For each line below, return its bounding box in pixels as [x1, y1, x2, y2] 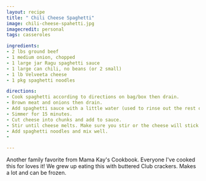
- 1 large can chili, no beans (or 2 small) [6, 66, 122, 72]
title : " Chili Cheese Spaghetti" [6, 15, 95, 21]
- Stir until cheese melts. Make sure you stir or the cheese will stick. [6, 122, 202, 129]
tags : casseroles [6, 32, 51, 38]
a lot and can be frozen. [6, 169, 67, 177]
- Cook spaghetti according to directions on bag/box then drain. [6, 94, 180, 100]
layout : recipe [6, 9, 45, 15]
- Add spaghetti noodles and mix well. [6, 128, 109, 134]
